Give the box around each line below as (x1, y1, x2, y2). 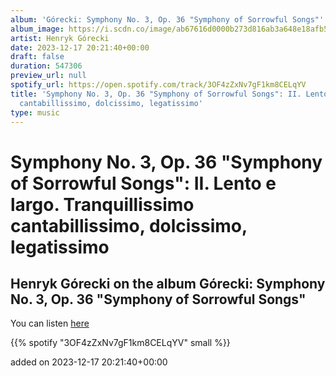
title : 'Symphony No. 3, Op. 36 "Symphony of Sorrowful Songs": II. (10, 89, 302, 99)
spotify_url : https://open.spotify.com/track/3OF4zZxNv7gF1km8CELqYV (10, 80, 307, 90)
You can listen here (10, 317, 90, 330)
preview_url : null (10, 71, 87, 81)
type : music (10, 107, 60, 118)
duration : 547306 (10, 61, 83, 71)
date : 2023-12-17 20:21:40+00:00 (10, 42, 150, 53)
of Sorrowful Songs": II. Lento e (10, 172, 277, 195)
